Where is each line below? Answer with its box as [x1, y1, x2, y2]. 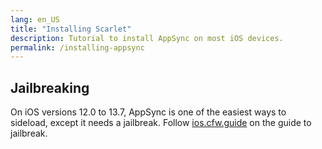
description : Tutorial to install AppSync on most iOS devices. [10, 33, 284, 43]
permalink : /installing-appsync [10, 42, 145, 53]
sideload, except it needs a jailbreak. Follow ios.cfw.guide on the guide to [10, 117, 312, 129]
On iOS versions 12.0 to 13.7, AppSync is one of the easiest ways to [10, 106, 287, 118]
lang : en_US [10, 14, 60, 25]
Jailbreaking [10, 79, 90, 96]
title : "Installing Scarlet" [10, 24, 132, 34]
